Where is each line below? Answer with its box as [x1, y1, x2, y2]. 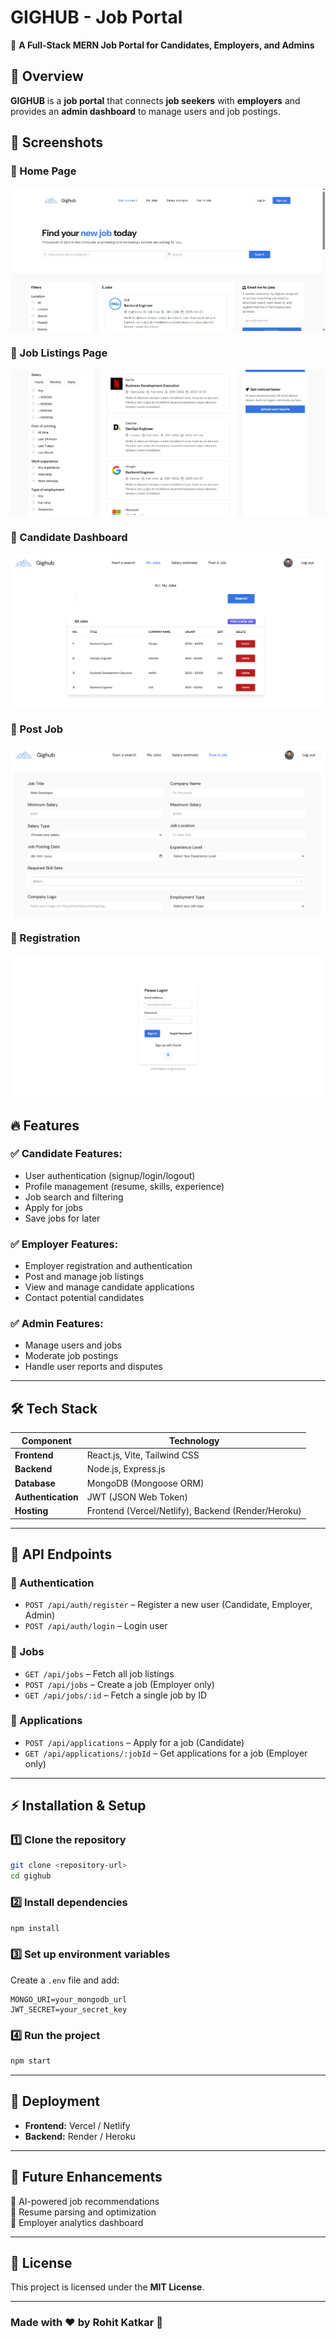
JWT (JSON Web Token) [86, 1491, 188, 1503]
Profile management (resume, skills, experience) [24, 1180, 225, 1192]
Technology [168, 1434, 220, 1446]
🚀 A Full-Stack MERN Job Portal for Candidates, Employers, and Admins [10, 39, 315, 51]
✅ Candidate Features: [10, 1147, 123, 1161]
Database [14, 1477, 56, 1489]
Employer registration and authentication [24, 1260, 193, 1272]
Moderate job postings [24, 1350, 119, 1362]
